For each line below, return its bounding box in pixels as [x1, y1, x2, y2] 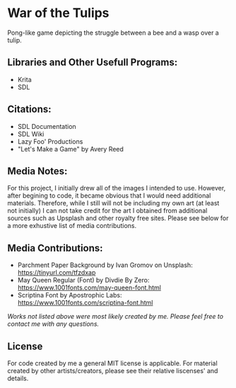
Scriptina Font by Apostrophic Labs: [17, 291, 122, 299]
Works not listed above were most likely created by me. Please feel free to [7, 312, 224, 321]
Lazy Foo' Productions [17, 137, 83, 146]
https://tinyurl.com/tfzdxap [17, 268, 96, 277]
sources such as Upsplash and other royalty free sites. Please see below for [7, 214, 229, 222]
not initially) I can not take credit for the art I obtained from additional [7, 207, 208, 215]
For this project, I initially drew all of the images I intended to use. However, [7, 184, 226, 193]
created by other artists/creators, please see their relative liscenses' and [7, 367, 218, 375]
